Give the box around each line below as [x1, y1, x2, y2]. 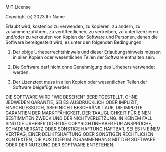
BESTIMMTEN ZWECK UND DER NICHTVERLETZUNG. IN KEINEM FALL [5, 115, 153, 121]
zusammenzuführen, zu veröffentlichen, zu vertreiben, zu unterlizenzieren [5, 29, 158, 34]
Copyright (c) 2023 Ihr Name [5, 14, 65, 19]
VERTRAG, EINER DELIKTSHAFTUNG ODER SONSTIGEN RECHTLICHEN [5, 131, 154, 137]
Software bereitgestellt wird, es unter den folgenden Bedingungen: [5, 39, 143, 45]
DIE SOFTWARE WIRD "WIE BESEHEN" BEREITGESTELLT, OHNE [5, 94, 138, 100]
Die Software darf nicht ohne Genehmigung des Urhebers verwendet [12, 64, 155, 70]
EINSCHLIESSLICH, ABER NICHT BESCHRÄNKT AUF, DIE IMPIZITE [5, 105, 143, 110]
